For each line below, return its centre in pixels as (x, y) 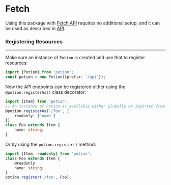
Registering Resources (34, 41)
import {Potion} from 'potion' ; (39, 72)
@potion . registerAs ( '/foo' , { (37, 111)
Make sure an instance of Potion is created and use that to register (75, 58)
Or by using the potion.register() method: (51, 144)
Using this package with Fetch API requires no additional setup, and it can (83, 23)
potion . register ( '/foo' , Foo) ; (38, 177)
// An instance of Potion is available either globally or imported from (85, 106)
